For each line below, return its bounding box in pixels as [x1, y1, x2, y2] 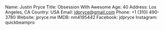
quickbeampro [5, 19, 35, 25]
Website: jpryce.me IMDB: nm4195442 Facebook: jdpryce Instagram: [16, 15, 158, 20]
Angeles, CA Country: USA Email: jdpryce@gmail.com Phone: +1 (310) [5, 9, 148, 15]
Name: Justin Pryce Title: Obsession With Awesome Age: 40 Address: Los [5, 4, 157, 10]
